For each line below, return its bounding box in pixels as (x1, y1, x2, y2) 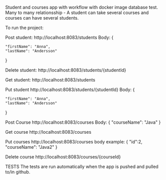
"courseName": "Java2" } (5, 144, 58, 150)
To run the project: (5, 25, 44, 31)
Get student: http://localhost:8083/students (5, 77, 96, 82)
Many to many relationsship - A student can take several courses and (5, 10, 149, 16)
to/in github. (5, 169, 31, 175)
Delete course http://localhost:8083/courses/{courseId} (5, 154, 121, 160)
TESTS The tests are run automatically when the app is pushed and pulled (5, 163, 158, 169)
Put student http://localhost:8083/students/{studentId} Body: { (5, 86, 135, 93)
